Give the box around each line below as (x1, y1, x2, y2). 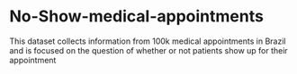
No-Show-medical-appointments (9, 6, 264, 27)
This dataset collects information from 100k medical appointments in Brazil (9, 36, 286, 46)
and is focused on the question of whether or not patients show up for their (9, 45, 288, 55)
